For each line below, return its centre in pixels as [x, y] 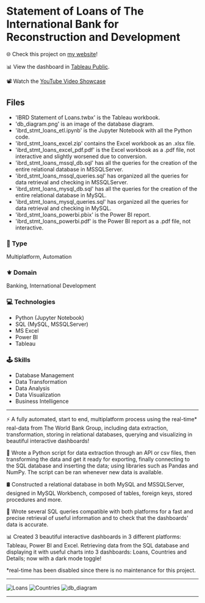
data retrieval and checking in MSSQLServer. [71, 182]
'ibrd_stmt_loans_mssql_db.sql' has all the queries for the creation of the [106, 162]
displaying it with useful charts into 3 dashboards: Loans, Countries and [97, 552]
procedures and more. [34, 499]
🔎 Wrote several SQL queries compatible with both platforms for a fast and [100, 511]
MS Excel [27, 330]
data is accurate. [27, 524]
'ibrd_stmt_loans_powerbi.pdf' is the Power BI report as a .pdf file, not [103, 221]
